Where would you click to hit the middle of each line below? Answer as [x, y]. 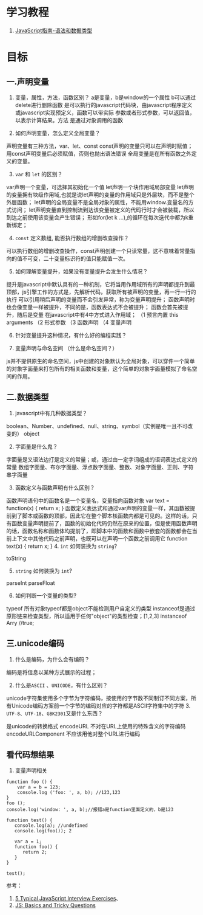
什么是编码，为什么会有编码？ [52, 659]
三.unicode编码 [35, 644]
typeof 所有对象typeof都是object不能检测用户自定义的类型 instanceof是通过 [101, 608]
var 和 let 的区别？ [39, 174]
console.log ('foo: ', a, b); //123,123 [69, 793]
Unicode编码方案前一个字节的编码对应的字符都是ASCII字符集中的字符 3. [101, 705]
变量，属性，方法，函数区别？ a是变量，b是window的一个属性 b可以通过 [105, 97]
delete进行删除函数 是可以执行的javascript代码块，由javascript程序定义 [104, 105]
